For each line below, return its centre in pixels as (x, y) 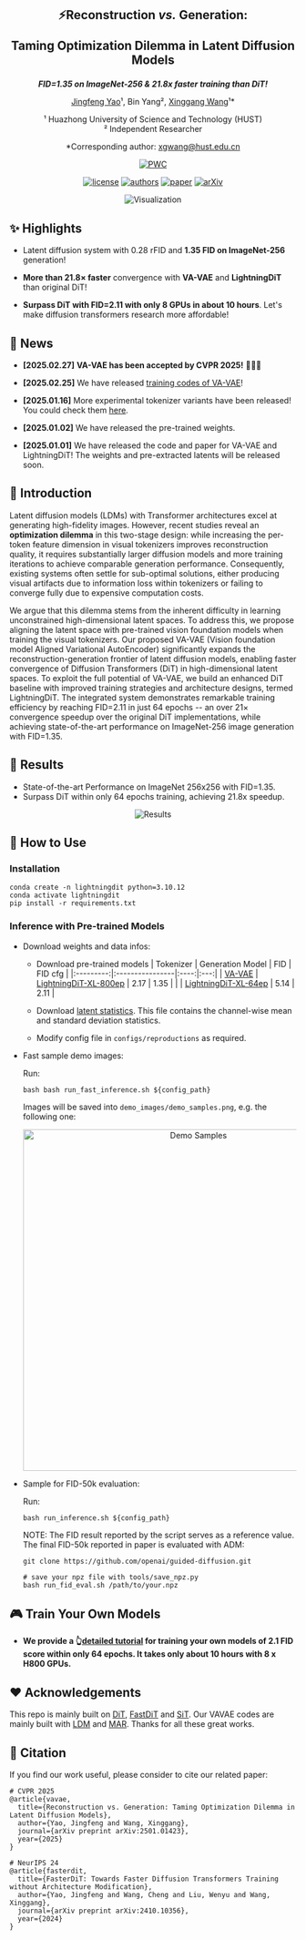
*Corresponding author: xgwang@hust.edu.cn (153, 147)
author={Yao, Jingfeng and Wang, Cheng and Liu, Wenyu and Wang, (144, 1895)
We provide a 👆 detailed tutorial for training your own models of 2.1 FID (158, 1641)
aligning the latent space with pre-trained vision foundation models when (147, 629)
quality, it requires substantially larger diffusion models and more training (147, 554)
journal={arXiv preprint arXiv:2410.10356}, (103, 1911)
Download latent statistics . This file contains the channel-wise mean (164, 1010)
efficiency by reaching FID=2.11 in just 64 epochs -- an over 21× (129, 707)
